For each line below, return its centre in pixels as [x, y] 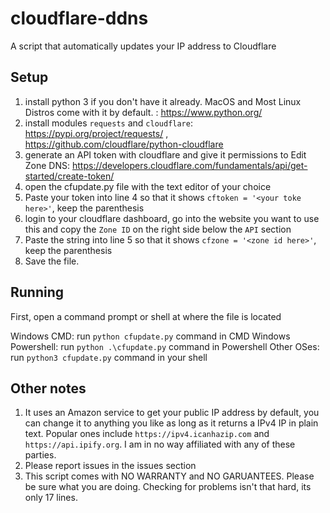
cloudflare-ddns [79, 18]
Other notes [48, 388]
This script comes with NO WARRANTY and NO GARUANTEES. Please [169, 476]
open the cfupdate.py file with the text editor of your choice [148, 186]
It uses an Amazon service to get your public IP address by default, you [172, 413]
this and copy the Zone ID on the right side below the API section [158, 229]
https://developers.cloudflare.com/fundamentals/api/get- [189, 165]
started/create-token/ [69, 176]
